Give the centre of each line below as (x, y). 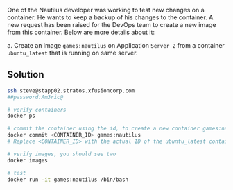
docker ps (21, 116)
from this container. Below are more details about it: (81, 32)
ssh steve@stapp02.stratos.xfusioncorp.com (71, 90)
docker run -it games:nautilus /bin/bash (68, 180)
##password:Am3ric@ (35, 97)
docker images (28, 160)
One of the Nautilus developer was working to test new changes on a (106, 10)
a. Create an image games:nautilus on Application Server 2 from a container (116, 45)
